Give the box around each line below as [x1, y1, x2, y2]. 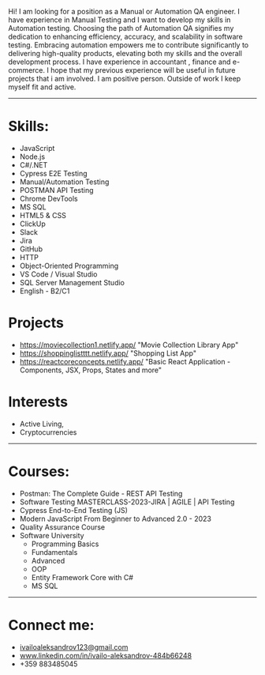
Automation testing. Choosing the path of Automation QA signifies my [8, 24, 234, 32]
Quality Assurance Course [19, 522, 106, 532]
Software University [19, 530, 84, 540]
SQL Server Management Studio [19, 277, 125, 287]
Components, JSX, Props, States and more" [19, 365, 162, 375]
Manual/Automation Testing [19, 177, 110, 187]
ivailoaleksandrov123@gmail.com [19, 642, 129, 651]
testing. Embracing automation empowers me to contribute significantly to [8, 40, 249, 50]
